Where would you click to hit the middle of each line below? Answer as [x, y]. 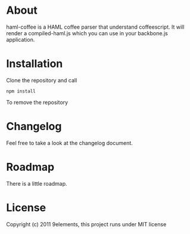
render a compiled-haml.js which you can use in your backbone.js [87, 33]
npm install [21, 91]
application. [21, 39]
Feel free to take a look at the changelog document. [69, 143]
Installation [35, 64]
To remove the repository [37, 102]
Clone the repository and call [42, 80]
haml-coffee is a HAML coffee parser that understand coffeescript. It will [95, 27]
